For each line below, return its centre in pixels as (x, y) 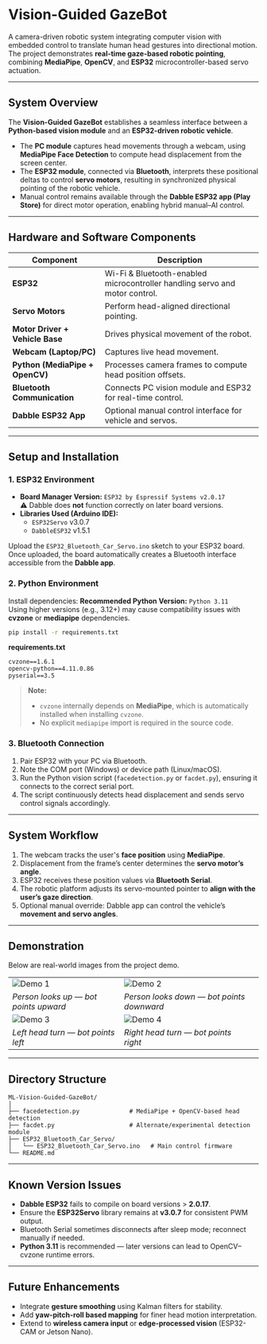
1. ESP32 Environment (52, 479)
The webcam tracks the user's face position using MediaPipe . (122, 854)
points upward (39, 1007)
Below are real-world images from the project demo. (94, 965)
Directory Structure (58, 1079)
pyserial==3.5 (32, 676)
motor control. (131, 293)
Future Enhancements (64, 1287)
